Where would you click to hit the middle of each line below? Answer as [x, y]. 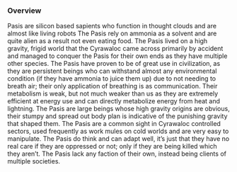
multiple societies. [34, 161]
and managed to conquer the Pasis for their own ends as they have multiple [117, 56]
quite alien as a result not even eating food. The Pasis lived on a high [108, 41]
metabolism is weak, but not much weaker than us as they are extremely [112, 93]
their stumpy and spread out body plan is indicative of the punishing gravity [117, 116]
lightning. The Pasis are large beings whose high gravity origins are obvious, [118, 109]
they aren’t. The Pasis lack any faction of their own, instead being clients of [117, 154]
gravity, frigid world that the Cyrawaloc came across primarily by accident [115, 49]
